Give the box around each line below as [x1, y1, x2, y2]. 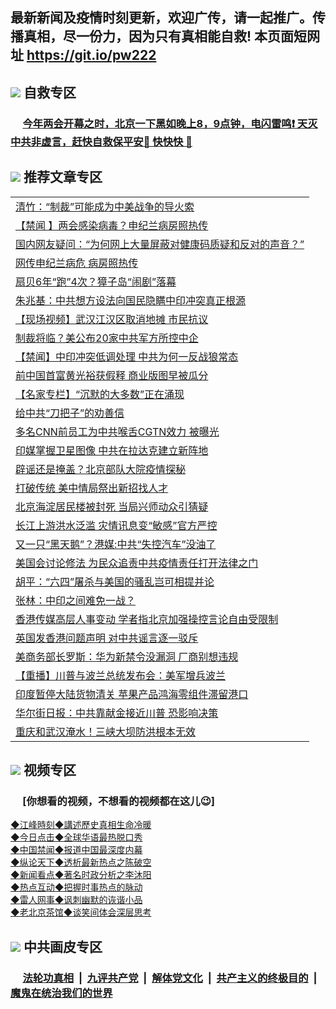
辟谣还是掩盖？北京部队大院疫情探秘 [15, 462, 187, 476]
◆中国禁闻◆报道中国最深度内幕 [10, 844, 143, 856]
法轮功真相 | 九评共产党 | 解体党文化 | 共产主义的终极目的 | [22, 971, 318, 985]
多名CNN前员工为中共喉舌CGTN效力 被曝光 [15, 424, 220, 438]
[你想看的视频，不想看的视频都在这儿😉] [22, 794, 215, 808]
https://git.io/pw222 [26, 47, 157, 64]
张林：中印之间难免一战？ [15, 593, 137, 607]
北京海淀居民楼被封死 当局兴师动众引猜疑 [15, 499, 209, 513]
